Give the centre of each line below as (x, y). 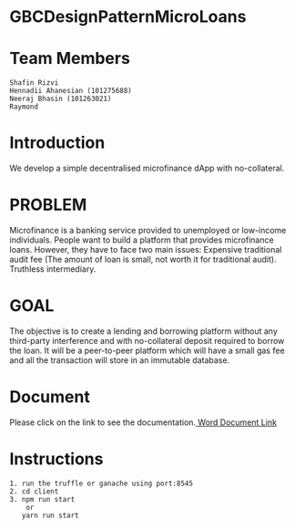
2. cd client (34, 491)
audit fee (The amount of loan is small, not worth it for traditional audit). (143, 259)
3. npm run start (42, 499)
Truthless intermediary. (53, 269)
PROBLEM (48, 205)
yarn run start (50, 515)
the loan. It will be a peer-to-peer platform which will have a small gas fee (147, 350)
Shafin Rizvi (34, 83)
